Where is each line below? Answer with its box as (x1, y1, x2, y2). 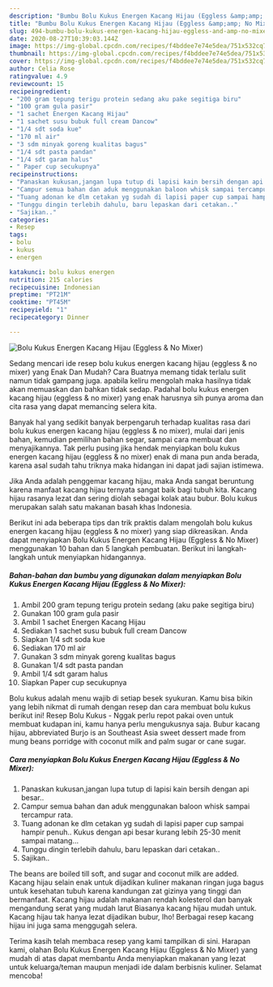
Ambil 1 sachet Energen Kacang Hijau (20, 617, 147, 627)
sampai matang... (20, 835, 79, 845)
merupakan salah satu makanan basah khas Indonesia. (9, 502, 193, 511)
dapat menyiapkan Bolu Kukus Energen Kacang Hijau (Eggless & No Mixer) (9, 535, 258, 545)
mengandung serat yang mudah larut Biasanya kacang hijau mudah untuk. (9, 903, 258, 913)
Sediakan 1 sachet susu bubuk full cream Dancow (20, 626, 187, 636)
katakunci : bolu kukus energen (9, 268, 115, 276)
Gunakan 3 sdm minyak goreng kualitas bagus (20, 651, 177, 662)
